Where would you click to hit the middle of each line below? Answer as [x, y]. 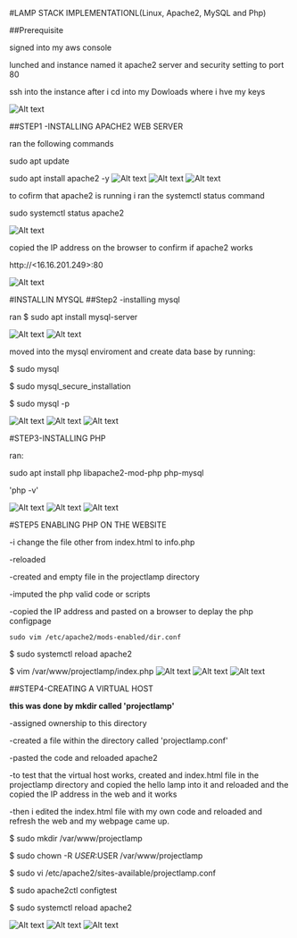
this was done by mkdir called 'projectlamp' [92, 706]
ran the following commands [62, 144]
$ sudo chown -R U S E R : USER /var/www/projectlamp [106, 856]
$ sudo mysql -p [39, 403]
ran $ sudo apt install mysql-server [74, 317]
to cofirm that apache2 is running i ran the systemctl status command [137, 195]
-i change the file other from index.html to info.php [102, 542]
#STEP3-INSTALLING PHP [58, 438]
